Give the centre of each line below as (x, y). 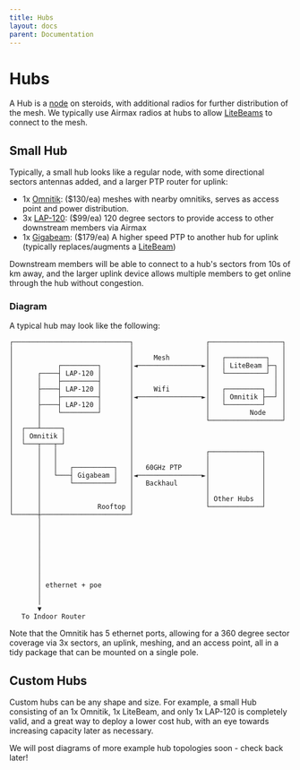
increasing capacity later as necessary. (81, 731)
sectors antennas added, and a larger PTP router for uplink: (119, 182)
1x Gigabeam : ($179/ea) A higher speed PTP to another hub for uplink (150, 238)
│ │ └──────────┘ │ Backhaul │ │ (138, 484)
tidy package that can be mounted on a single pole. (104, 653)
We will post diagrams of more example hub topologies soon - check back (146, 748)
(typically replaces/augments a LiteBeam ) (99, 247)
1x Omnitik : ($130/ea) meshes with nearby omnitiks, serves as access (150, 199)
